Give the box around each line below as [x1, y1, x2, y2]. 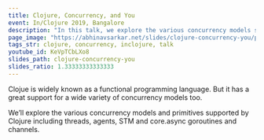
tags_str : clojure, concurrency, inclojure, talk [8, 41, 174, 49]
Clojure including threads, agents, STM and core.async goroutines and [8, 116, 237, 126]
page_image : [8, 33, 47, 42]
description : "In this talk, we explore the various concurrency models [8, 26, 251, 34]
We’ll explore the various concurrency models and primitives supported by [8, 108, 249, 117]
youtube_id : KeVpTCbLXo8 [8, 48, 90, 56]
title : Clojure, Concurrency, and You [8, 11, 135, 20]
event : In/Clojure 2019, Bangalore [8, 19, 125, 27]
